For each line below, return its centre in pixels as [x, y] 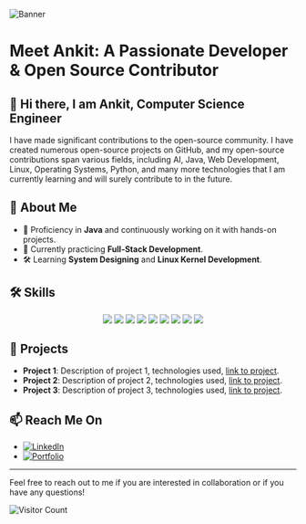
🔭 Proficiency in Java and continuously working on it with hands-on [149, 229]
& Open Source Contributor [114, 71]
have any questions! [47, 492]
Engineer [36, 118]
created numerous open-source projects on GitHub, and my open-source [147, 150]
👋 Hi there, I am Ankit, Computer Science [127, 104]
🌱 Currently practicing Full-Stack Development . [112, 249]
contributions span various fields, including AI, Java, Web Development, [144, 159]
